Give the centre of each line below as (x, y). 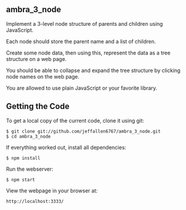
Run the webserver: (30, 169)
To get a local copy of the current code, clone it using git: (75, 120)
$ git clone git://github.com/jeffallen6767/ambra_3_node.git (83, 131)
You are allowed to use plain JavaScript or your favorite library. (82, 88)
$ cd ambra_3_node (28, 136)
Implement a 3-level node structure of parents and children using (85, 23)
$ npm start (20, 179)
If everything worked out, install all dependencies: (66, 147)
